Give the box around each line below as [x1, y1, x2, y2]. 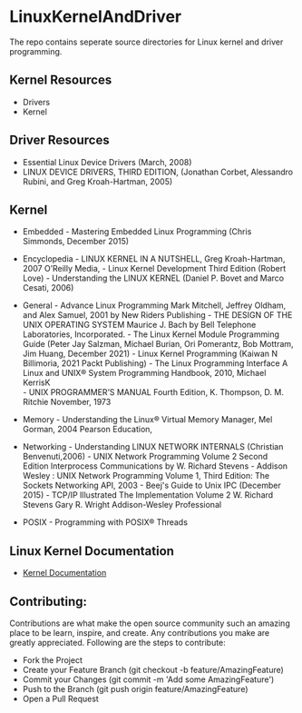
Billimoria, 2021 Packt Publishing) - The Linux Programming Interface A [22, 358, 288, 369]
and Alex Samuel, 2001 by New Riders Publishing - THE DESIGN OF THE [22, 310, 293, 321]
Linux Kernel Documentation [9, 543, 175, 559]
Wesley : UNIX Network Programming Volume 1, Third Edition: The [22, 470, 270, 481]
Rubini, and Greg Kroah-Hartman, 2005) [22, 175, 173, 187]
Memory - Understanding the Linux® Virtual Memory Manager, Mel [22, 414, 273, 425]
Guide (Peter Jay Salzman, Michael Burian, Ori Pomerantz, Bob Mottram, [22, 339, 294, 350]
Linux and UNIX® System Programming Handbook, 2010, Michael [22, 368, 267, 379]
